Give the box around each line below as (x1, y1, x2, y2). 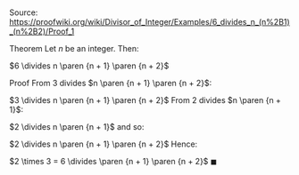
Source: (9, 7, 38, 18)
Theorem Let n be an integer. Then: (9, 44, 139, 54)
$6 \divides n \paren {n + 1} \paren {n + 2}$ (9, 60, 170, 71)
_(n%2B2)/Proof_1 (9, 26, 75, 37)
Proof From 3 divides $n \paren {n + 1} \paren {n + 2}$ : (9, 78, 212, 89)
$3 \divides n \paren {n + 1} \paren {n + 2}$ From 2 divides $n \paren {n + (9, 95, 281, 106)
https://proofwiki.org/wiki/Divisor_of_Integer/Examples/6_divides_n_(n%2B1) (9, 17, 290, 28)
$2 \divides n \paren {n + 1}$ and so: (9, 122, 145, 132)
